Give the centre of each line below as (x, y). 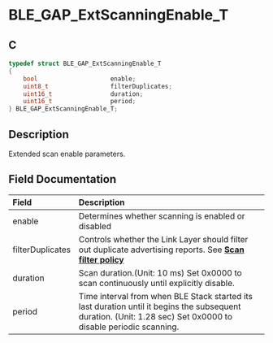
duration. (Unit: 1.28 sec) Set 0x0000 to (156, 316)
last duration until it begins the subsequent (160, 306)
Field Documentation (62, 179)
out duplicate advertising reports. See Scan (162, 250)
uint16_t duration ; (83, 94)
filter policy (101, 259)
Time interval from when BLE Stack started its (166, 296)
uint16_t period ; (80, 102)
